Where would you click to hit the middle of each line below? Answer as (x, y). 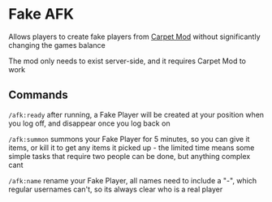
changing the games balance (57, 45)
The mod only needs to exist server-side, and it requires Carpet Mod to (127, 61)
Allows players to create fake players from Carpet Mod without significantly (134, 37)
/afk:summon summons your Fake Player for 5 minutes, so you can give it (129, 139)
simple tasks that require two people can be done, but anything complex (130, 156)
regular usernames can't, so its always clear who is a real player (116, 189)
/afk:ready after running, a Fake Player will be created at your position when (136, 114)
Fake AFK (41, 14)
